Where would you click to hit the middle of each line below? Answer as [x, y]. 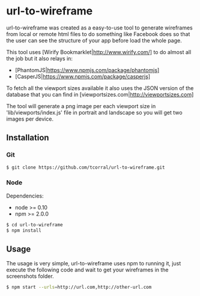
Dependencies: [25, 196]
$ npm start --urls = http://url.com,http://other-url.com [79, 287]
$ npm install [24, 230]
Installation [28, 138]
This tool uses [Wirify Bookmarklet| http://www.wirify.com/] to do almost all [99, 52]
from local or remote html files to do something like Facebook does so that [98, 34]
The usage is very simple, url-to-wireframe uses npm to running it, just [94, 264]
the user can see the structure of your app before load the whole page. [94, 40]
